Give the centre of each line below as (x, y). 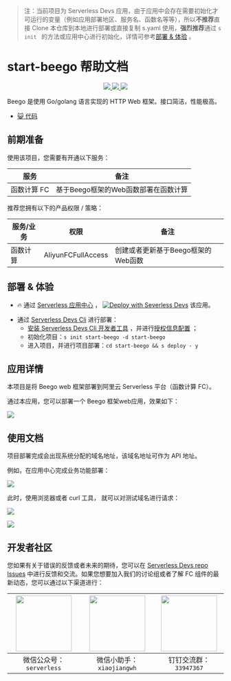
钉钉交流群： (189, 660)
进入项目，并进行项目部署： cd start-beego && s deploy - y (113, 345)
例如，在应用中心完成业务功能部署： (58, 471)
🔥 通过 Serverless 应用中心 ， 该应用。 (115, 304)
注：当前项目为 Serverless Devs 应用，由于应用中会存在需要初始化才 (121, 11)
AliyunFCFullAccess (76, 255)
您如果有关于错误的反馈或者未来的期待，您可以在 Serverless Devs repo (108, 565)
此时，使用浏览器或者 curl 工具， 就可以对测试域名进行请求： (93, 498)
